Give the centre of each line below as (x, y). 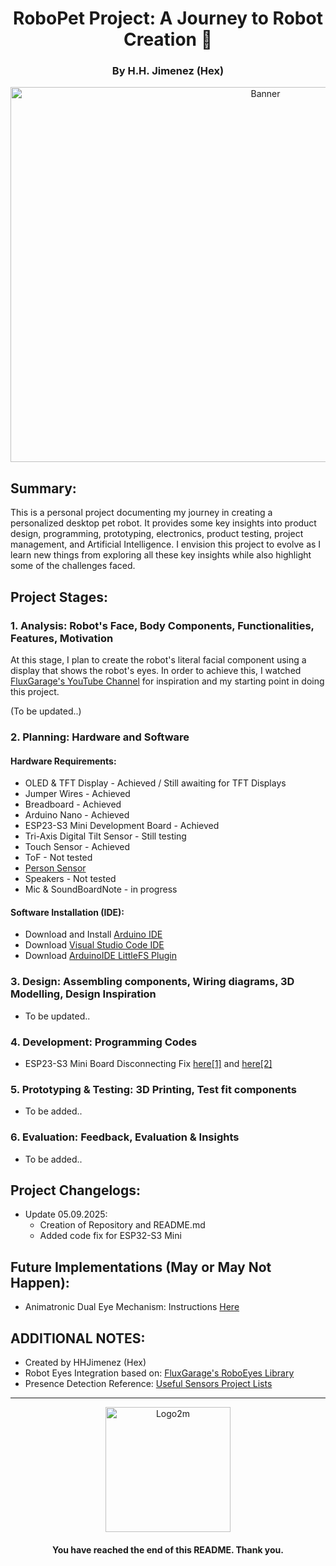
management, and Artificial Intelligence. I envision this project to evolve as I (166, 544)
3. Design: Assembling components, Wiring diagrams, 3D (152, 982)
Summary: (43, 488)
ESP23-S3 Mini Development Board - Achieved (122, 826)
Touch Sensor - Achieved (77, 847)
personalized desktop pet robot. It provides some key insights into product (163, 523)
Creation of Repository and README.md (122, 1225)
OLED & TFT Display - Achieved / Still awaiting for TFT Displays (155, 783)
